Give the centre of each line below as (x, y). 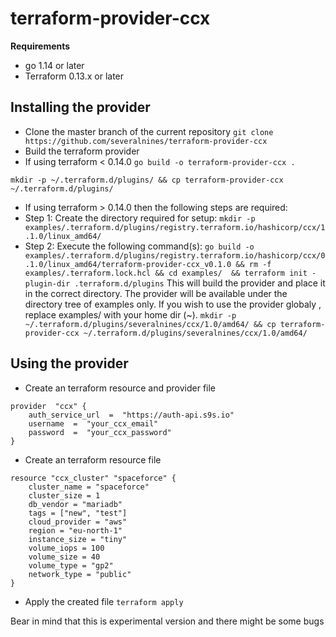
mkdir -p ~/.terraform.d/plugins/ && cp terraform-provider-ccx (147, 180)
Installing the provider (80, 107)
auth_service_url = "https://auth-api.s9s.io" (131, 415)
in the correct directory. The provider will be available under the (156, 293)
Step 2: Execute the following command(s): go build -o (139, 246)
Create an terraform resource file (93, 459)
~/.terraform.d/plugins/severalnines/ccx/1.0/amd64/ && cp (150, 324)
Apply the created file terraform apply (104, 601)
